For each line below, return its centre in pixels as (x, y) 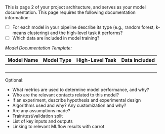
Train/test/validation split (38, 116)
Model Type (57, 60)
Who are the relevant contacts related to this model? (65, 95)
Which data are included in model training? (56, 38)
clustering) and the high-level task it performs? (75, 33)
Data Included (138, 60)
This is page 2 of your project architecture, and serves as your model (75, 7)
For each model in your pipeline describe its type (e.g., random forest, (83, 27)
